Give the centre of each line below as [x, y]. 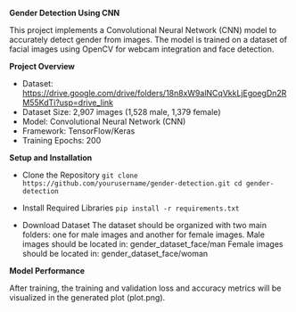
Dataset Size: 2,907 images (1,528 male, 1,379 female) [121, 112]
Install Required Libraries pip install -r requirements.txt [131, 208]
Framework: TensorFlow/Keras [78, 131]
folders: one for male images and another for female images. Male [144, 234]
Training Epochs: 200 [62, 140]
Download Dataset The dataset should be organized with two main [144, 225]
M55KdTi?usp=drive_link [68, 103]
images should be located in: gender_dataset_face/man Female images [152, 244]
